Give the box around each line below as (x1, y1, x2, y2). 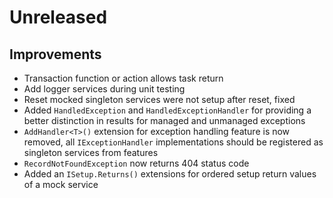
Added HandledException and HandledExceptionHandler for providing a (23, 104, 312, 116)
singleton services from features (23, 147, 159, 158)
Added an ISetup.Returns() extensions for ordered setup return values (23, 168, 317, 180)
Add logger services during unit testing (23, 83, 186, 95)
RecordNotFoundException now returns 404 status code (23, 157, 250, 169)
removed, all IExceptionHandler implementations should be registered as (23, 136, 324, 148)
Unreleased (9, 6, 108, 29)
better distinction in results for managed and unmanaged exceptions (23, 115, 306, 126)
